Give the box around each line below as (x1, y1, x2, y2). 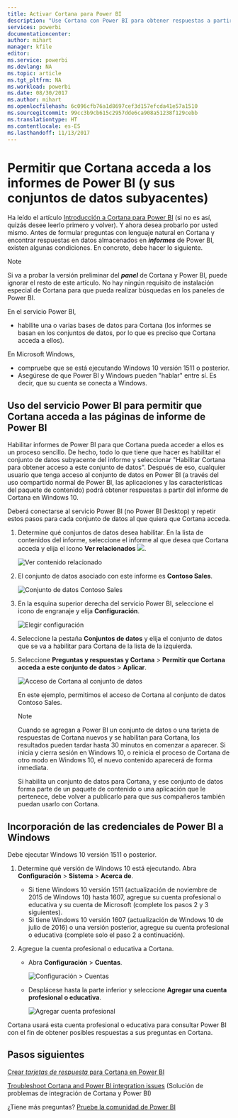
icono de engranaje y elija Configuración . (17, 607, 140, 615)
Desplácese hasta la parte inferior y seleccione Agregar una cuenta (28, 985, 227, 994)
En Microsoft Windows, (7, 350, 76, 358)
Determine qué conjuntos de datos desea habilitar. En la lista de (17, 528, 204, 537)
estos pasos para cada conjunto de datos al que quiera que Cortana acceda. (7, 515, 231, 523)
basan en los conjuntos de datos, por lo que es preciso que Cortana (17, 329, 216, 337)
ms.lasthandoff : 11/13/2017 (7, 129, 91, 136)
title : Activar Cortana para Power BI (7, 10, 122, 18)
